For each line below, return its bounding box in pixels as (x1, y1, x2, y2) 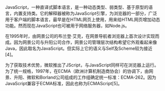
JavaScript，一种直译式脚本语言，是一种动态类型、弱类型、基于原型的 (5, 4, 149, 10)
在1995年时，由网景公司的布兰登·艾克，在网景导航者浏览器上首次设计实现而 (5, 33, 160, 39)
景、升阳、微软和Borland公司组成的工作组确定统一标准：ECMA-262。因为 (5, 74, 157, 80)
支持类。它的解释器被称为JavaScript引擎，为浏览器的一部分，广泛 (22, 10, 158, 16)
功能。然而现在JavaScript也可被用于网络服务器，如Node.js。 (5, 23, 130, 29)
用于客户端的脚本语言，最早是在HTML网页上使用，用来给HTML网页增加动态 (5, 17, 161, 22)
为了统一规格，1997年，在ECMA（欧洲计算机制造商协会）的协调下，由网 (5, 68, 154, 74)
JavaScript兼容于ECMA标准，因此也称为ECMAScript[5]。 (5, 81, 122, 86)
